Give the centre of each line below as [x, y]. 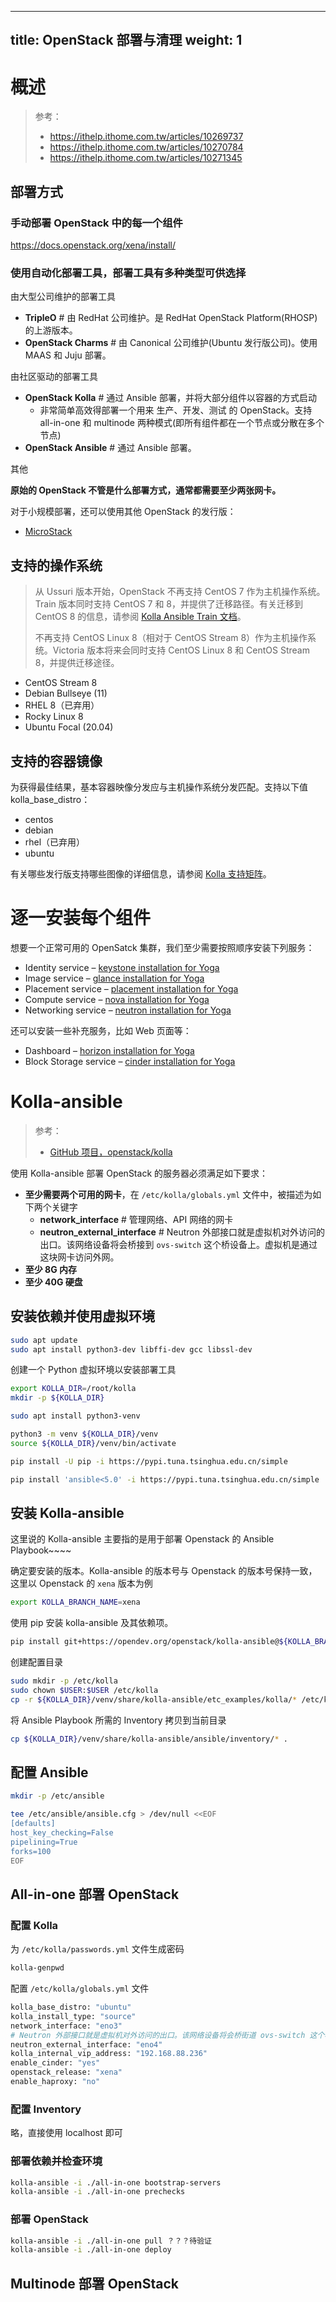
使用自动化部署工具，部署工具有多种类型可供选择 [128, 273]
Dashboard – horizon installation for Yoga [109, 1050]
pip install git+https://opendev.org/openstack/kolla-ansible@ [145, 1642]
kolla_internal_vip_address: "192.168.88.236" [109, 2054]
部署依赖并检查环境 [56, 2161]
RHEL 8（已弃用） [62, 705]
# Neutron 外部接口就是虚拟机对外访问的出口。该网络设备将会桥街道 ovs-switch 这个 [167, 2035]
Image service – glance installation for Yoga [114, 978]
